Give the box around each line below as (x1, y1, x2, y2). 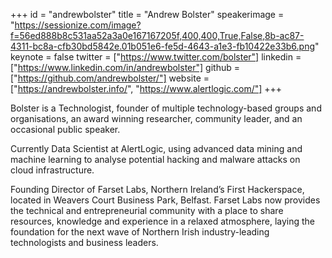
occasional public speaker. (10, 124, 121, 135)
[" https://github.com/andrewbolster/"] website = (10, 72, 210, 84)
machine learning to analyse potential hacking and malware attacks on (10, 154, 301, 165)
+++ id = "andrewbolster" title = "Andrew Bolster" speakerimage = (10, 9, 285, 20)
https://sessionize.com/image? (14, 19, 142, 31)
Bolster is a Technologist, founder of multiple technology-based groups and (10, 102, 322, 114)
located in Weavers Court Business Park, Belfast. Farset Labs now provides (10, 194, 321, 206)
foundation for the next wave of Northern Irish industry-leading (10, 226, 270, 238)
